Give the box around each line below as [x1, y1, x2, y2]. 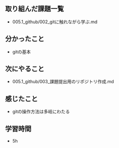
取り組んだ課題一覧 [5, 4, 64, 13]
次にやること [5, 65, 45, 73]
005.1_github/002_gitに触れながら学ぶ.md [12, 19, 98, 25]
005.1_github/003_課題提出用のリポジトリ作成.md [12, 79, 114, 85]
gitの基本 [12, 49, 31, 54]
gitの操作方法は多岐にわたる [12, 108, 70, 115]
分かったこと [5, 35, 45, 43]
